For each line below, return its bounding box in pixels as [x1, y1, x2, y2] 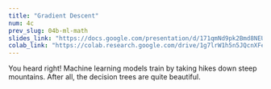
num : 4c [8, 19, 35, 27]
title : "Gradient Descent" [8, 11, 99, 20]
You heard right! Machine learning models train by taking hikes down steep [8, 63, 257, 73]
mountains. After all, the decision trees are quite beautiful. [8, 72, 201, 82]
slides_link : [8, 34, 52, 42]
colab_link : [8, 42, 48, 50]
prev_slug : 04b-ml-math [8, 26, 89, 34]
